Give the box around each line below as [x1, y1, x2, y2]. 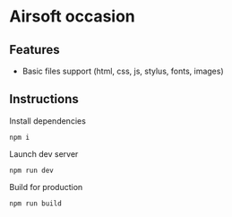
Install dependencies [9, 115, 87, 126]
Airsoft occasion [9, 6, 136, 27]
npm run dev [9, 166, 54, 175]
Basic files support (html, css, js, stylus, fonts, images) [21, 65, 224, 76]
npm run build [9, 199, 63, 208]
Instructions [9, 91, 79, 107]
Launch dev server [9, 148, 79, 159]
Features [9, 42, 60, 57]
